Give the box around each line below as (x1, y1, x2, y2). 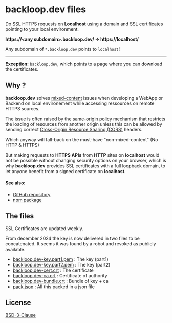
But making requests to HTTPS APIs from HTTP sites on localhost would (5, 151, 160, 158)
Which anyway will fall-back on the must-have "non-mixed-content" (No (5, 136, 158, 142)
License (5, 298, 31, 307)
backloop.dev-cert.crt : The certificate (12, 267, 94, 273)
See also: (5, 180, 26, 186)
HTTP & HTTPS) (5, 142, 39, 148)
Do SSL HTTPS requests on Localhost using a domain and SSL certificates (5, 21, 163, 27)
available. (5, 246, 26, 252)
